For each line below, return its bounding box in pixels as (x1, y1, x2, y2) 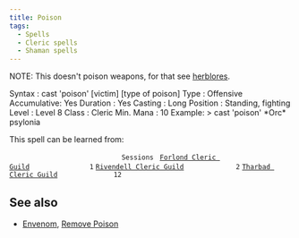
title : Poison (9, 13, 63, 22)
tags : (9, 21, 30, 30)
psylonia (9, 117, 41, 128)
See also (9, 194, 58, 210)
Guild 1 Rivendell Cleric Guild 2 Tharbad (9, 163, 271, 172)
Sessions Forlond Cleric (121, 153, 217, 162)
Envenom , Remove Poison (21, 218, 119, 229)
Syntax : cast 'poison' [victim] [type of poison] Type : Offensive (9, 89, 243, 99)
